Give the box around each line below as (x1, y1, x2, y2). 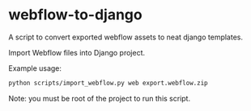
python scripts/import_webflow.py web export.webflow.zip (8, 79, 208, 87)
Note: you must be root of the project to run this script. (8, 93, 191, 103)
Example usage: (8, 63, 62, 73)
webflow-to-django (8, 6, 143, 24)
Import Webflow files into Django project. (8, 47, 146, 57)
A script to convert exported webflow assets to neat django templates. (8, 32, 244, 42)
